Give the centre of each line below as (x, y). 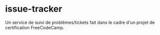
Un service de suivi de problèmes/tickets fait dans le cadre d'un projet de (80, 22)
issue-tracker (34, 9)
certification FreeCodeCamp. (35, 27)
